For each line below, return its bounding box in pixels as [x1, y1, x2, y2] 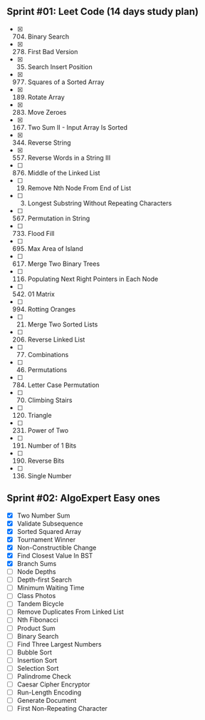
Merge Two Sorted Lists [27, 320, 98, 329]
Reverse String [27, 138, 72, 147]
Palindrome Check [16, 672, 72, 680]
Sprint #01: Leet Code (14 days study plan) [6, 6, 199, 18]
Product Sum [16, 624, 56, 632]
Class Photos [16, 592, 56, 600]
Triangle [27, 411, 52, 419]
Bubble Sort [16, 648, 53, 657]
